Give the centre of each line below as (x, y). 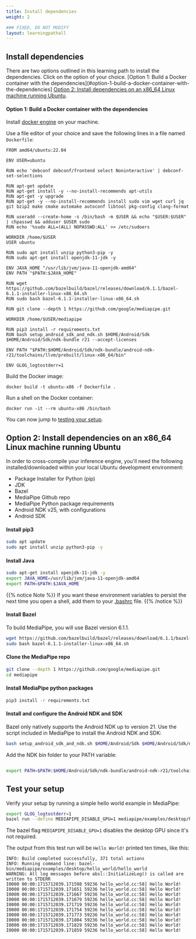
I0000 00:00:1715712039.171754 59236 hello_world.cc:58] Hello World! (94, 910)
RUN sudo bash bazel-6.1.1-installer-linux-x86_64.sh (73, 299)
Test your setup (35, 789)
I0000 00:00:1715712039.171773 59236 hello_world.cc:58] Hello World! (94, 915)
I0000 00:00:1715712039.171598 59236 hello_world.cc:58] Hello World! (94, 885)
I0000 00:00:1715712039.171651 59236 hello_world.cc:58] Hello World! (94, 890)
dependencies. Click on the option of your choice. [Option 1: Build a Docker (97, 77)
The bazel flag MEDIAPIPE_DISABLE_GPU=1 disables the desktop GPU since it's (97, 830)
